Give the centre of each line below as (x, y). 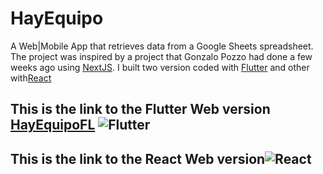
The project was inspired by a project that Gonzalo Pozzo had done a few (161, 56)
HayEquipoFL (53, 125)
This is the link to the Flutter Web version (140, 109)
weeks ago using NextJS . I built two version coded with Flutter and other (160, 67)
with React (31, 78)
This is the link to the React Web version (138, 158)
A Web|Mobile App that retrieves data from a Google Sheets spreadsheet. (162, 46)
